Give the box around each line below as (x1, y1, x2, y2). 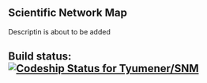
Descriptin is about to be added (8, 27, 111, 36)
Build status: (8, 50, 72, 63)
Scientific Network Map (8, 6, 128, 20)
